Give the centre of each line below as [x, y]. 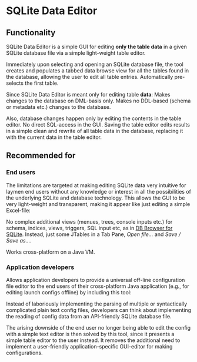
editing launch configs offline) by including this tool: [69, 292]
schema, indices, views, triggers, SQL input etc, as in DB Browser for [89, 228]
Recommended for [41, 156]
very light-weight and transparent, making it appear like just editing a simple [98, 204]
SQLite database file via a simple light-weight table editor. [76, 53]
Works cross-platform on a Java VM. [51, 252]
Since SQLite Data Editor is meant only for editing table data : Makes [88, 94]
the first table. [41, 83]
